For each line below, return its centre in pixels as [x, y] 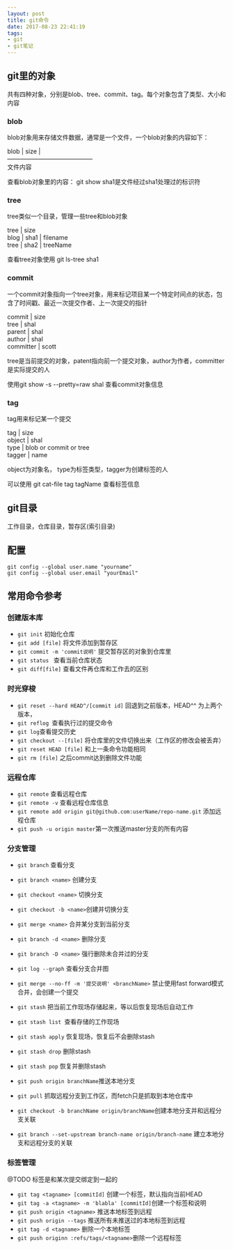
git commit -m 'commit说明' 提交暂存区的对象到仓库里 [94, 652]
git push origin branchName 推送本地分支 [76, 1081]
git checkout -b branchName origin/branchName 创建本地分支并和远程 [116, 1111]
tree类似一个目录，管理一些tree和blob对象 [67, 216]
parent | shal [25, 331]
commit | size [26, 316]
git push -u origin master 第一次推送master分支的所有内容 [103, 828]
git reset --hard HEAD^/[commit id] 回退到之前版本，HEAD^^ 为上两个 [120, 705]
